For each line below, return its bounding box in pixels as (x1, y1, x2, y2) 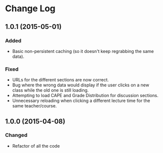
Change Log (5, 3, 55, 14)
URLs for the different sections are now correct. (12, 77, 109, 83)
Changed (5, 132, 28, 139)
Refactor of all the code (12, 143, 60, 149)
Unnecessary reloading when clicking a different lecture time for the (12, 98, 151, 103)
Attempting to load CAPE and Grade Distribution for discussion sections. (12, 93, 159, 99)
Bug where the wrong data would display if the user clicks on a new (12, 82, 150, 88)
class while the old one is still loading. (12, 87, 89, 93)
